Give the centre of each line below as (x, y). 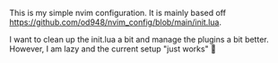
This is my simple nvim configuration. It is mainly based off (118, 13)
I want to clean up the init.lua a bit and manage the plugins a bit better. (139, 39)
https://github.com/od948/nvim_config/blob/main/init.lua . (116, 22)
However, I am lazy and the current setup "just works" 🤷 (113, 49)
